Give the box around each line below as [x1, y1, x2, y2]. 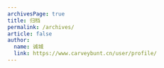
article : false [7, 30, 53, 38]
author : [7, 37, 31, 44]
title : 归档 [7, 17, 40, 24]
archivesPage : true [7, 10, 65, 18]
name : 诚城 [13, 43, 44, 50]
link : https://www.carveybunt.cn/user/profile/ [13, 50, 158, 57]
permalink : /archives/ [7, 23, 75, 30]
